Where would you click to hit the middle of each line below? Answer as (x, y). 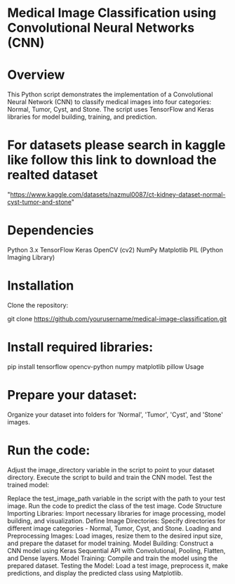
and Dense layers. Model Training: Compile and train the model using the (113, 558)
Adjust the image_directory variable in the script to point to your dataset (111, 469)
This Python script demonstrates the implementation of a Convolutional (110, 95)
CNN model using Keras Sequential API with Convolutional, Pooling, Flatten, (116, 550)
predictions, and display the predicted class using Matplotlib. (95, 573)
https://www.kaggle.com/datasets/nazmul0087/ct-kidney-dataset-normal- (118, 195)
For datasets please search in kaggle (116, 145)
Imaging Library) (31, 257)
